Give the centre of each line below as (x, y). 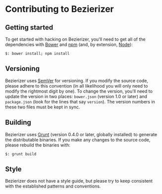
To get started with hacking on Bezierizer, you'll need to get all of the (75, 39)
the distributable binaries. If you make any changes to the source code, (78, 140)
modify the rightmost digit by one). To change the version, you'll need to (79, 91)
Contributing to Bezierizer (59, 9)
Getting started (29, 27)
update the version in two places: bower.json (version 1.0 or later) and (76, 96)
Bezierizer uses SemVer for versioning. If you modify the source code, (77, 81)
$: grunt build (21, 154)
